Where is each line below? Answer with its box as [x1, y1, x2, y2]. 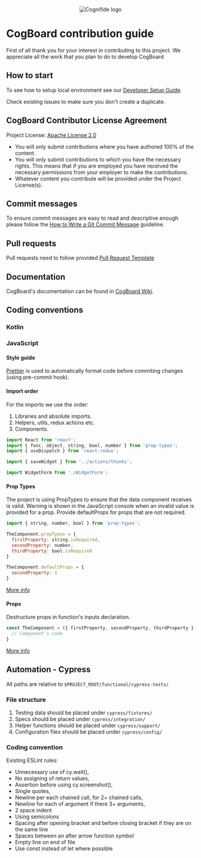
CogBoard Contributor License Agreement [6, 115, 167, 125]
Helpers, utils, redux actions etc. [14, 418, 95, 426]
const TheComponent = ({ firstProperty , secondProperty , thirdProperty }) [6, 625, 197, 631]
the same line [14, 826, 48, 833]
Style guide [6, 354, 36, 361]
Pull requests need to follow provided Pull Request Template [6, 255, 154, 262]
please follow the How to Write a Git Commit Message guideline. [6, 221, 165, 228]
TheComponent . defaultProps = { [6, 564, 84, 570]
